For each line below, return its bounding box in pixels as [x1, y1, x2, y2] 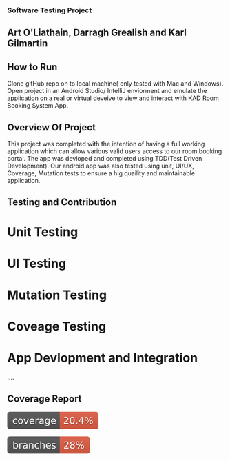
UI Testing [7, 255, 67, 271]
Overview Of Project [7, 121, 96, 133]
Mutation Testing [7, 287, 107, 302]
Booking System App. [7, 101, 69, 110]
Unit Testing [7, 224, 79, 239]
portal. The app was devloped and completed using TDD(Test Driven [7, 154, 202, 162]
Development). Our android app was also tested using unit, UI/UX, [7, 161, 194, 170]
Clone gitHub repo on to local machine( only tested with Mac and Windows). [7, 79, 224, 88]
